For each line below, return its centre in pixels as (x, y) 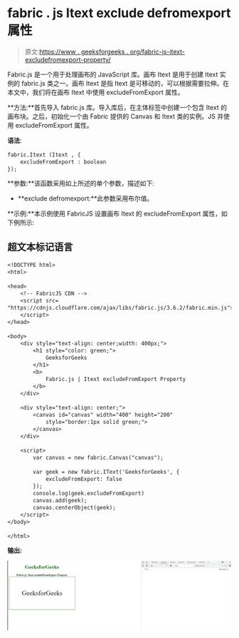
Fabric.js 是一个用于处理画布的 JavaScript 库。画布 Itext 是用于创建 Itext (113, 74)
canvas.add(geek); (60, 500)
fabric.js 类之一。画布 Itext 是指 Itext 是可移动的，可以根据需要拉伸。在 (125, 83)
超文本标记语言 (40, 247)
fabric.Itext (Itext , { (44, 155)
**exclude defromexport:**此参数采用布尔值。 (85, 198)
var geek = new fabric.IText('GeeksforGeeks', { (106, 472)
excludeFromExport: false (84, 479)
